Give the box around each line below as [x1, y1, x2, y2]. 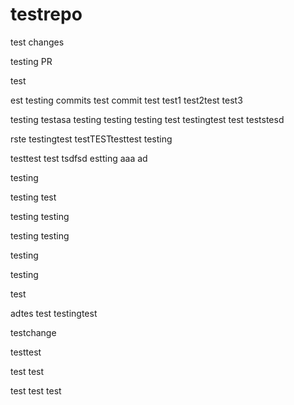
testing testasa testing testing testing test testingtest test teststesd [10, 113, 285, 125]
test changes [10, 36, 65, 48]
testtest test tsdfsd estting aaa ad [10, 152, 148, 164]
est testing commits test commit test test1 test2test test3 [10, 94, 243, 106]
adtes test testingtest [10, 307, 98, 319]
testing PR [10, 55, 53, 67]
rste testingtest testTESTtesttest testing [10, 133, 173, 145]
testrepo [10, 3, 83, 26]
